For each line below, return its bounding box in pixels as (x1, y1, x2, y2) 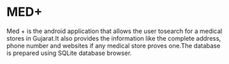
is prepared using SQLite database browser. (6, 49, 133, 57)
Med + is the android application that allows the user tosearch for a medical (6, 27, 223, 35)
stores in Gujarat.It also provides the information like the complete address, (6, 34, 221, 42)
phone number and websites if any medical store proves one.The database (6, 41, 221, 50)
